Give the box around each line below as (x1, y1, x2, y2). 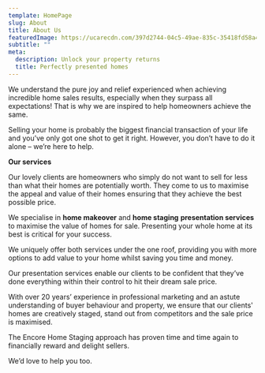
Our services (8, 157, 52, 166)
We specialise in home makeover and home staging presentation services (8, 212, 255, 222)
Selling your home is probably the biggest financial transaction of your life (8, 125, 248, 134)
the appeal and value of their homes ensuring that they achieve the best (8, 188, 242, 198)
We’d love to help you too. (8, 356, 92, 365)
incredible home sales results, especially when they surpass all (8, 92, 213, 103)
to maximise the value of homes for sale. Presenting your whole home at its (8, 221, 253, 230)
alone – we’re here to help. (8, 141, 95, 151)
